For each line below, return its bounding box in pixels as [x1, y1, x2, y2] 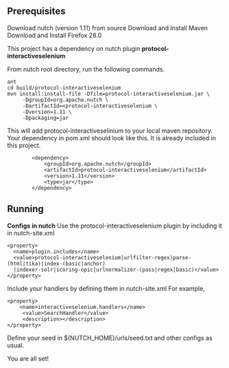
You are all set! [7, 354, 49, 362]
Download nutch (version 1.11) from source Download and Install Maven [7, 23, 208, 32]
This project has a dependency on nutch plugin [7, 44, 141, 52]
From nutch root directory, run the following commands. [7, 65, 165, 73]
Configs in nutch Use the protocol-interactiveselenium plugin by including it [7, 221, 223, 230]
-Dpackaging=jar [22, 114, 69, 121]
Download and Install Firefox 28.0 [7, 31, 102, 39]
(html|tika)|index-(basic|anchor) [7, 260, 106, 267]
